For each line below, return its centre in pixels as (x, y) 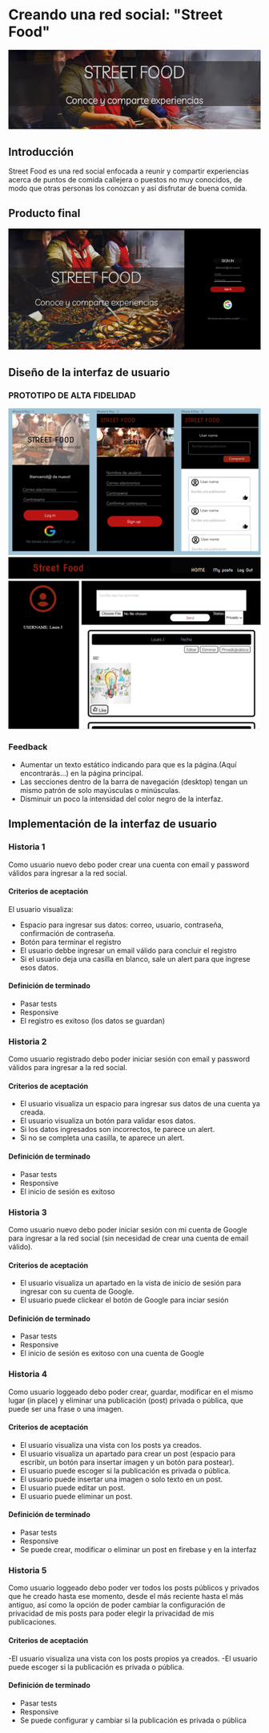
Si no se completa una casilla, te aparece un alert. (102, 1138)
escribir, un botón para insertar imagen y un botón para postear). (127, 1462)
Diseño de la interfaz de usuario (89, 372)
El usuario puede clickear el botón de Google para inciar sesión (124, 1300)
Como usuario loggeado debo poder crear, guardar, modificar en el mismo (131, 1392)
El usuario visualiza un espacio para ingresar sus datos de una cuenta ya (140, 1104)
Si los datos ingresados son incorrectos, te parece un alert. (117, 1130)
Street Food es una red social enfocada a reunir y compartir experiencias (129, 171)
